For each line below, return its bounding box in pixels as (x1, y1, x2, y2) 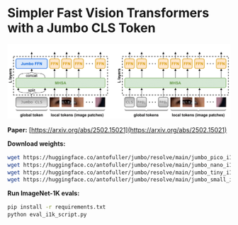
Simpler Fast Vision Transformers (7, 5, 210, 21)
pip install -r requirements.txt (7, 204, 106, 211)
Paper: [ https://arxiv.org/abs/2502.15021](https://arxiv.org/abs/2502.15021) (7, 125, 227, 134)
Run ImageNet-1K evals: (7, 189, 80, 197)
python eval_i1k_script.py (7, 211, 87, 219)
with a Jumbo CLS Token (7, 20, 156, 36)
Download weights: (7, 139, 66, 148)
